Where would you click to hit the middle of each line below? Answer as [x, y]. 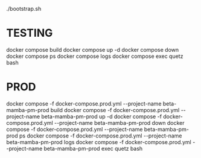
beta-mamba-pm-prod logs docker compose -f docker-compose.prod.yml [99, 142]
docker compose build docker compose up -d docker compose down [93, 49]
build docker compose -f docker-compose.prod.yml [115, 110]
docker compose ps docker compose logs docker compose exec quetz [95, 56]
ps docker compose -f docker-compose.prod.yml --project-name [101, 136]
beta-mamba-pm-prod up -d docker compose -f [101, 116]
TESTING [30, 33]
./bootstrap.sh [24, 9]
